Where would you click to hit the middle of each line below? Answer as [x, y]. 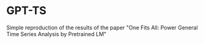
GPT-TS [27, 11]
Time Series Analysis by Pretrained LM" [56, 34]
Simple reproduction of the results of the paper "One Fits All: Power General [102, 28]
